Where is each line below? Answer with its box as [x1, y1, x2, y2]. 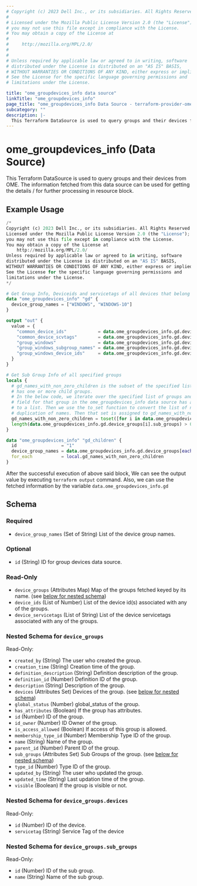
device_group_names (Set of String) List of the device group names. [14, 530, 176, 537]
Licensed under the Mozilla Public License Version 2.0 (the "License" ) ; [6, 230, 191, 237]
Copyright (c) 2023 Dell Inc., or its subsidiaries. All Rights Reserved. [6, 225, 193, 231]
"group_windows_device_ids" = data [16, 350, 114, 356]
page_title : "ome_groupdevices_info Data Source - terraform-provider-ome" [6, 101, 195, 107]
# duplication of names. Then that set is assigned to [11, 410, 148, 416]
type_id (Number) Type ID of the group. [14, 763, 111, 770]
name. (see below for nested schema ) [14, 593, 107, 600]
